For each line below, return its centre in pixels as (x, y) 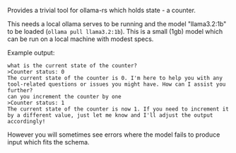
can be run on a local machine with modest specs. (81, 39)
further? (20, 91)
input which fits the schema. (48, 142)
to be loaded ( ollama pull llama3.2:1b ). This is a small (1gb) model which (115, 32)
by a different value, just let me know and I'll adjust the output (110, 115)
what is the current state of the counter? (72, 66)
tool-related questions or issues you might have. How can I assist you (117, 84)
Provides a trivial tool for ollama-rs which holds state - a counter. (102, 10)
